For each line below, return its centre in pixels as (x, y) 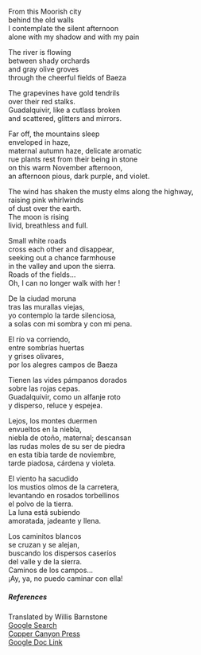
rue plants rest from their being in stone (73, 159)
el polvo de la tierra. (41, 504)
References (28, 597)
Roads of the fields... (42, 275)
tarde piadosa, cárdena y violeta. (62, 463)
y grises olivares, (36, 356)
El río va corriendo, (39, 339)
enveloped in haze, (39, 142)
